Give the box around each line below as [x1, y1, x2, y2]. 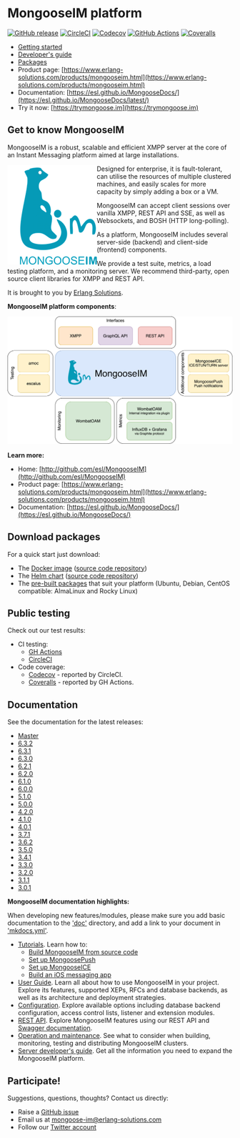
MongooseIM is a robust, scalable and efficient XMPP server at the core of [7, 143, 227, 152]
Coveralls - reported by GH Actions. [28, 678, 134, 687]
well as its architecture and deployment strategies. [17, 994, 166, 1002]
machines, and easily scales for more [96, 179, 206, 188]
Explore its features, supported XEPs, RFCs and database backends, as [17, 986, 228, 994]
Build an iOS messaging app [28, 971, 112, 979]
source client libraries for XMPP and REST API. [7, 274, 145, 283]
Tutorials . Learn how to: [17, 940, 88, 949]
